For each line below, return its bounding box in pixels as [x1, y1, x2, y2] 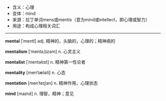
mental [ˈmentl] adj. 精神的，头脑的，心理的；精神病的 [5, 38, 115, 44]
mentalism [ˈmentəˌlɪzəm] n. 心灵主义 [5, 49, 81, 54]
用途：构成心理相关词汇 [12, 23, 60, 29]
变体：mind [12, 10, 36, 16]
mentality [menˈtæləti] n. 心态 [5, 70, 66, 75]
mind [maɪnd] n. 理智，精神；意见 [5, 91, 74, 97]
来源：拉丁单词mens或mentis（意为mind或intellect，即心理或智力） [12, 17, 150, 22]
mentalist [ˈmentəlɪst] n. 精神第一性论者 [5, 59, 85, 65]
